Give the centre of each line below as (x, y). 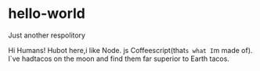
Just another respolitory (47, 35)
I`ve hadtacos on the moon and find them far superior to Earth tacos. (119, 59)
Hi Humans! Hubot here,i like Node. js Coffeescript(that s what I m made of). (130, 50)
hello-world (47, 14)
